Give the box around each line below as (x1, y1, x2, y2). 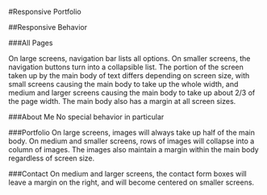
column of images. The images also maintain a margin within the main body (8, 145, 260, 154)
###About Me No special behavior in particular (8, 112, 165, 122)
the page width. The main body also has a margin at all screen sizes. (8, 97, 236, 106)
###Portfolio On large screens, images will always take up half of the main (8, 128, 256, 137)
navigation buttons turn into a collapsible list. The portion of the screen (8, 62, 244, 72)
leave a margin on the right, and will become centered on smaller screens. (8, 177, 255, 187)
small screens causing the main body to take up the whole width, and (8, 80, 239, 89)
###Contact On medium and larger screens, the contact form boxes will (8, 169, 248, 178)
